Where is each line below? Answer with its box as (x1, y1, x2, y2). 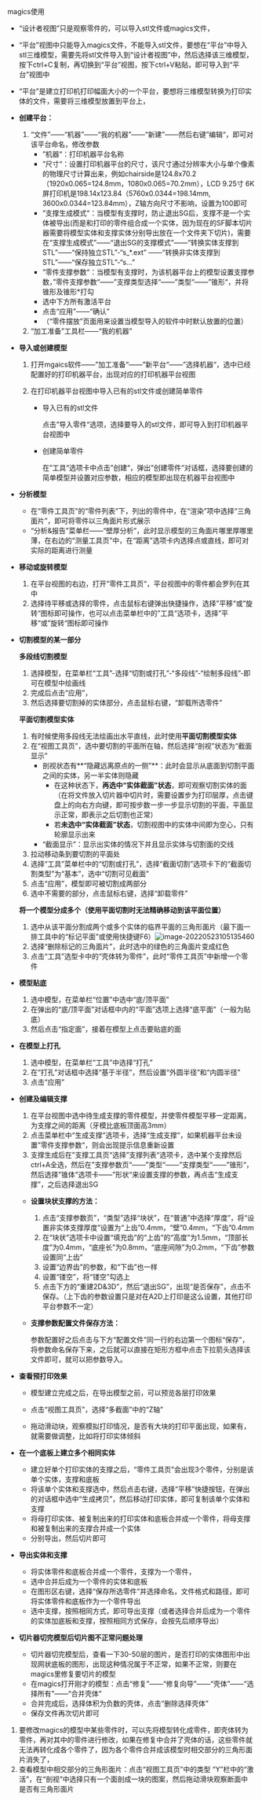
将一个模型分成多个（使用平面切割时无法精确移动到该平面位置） (18, 905, 225, 915)
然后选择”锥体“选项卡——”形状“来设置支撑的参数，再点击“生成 (30, 1170, 232, 1179)
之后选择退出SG (47, 1180, 99, 1189)
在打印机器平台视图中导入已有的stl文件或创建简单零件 (30, 386, 203, 396)
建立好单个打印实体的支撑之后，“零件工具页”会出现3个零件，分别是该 (30, 1465, 254, 1474)
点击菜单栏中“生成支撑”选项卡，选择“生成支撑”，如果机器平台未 (30, 1131, 236, 1140)
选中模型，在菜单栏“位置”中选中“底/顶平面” (30, 995, 169, 1004)
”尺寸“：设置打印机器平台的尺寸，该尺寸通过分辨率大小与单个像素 (42, 160, 255, 168)
